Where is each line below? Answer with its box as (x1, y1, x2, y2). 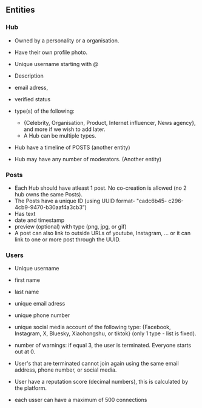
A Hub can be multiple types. (23, 132, 96, 139)
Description (14, 72, 44, 79)
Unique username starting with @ (14, 60, 98, 67)
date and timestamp (14, 216, 65, 224)
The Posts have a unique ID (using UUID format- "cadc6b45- (14, 197, 167, 204)
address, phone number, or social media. (14, 366, 117, 373)
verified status (14, 95, 51, 102)
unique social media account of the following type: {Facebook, (14, 324, 171, 331)
